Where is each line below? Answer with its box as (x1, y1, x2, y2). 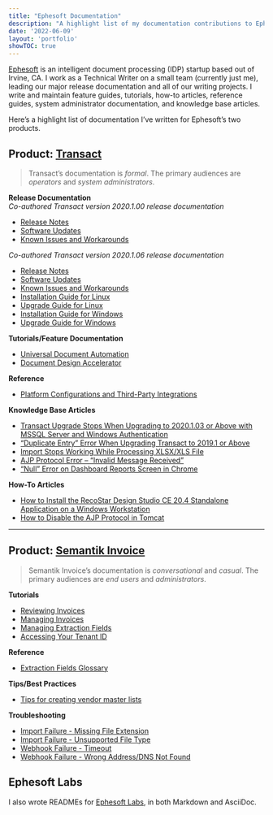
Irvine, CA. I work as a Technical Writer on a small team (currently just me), (8, 73, 258, 83)
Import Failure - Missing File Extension (19, 726, 149, 735)
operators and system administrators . (28, 176, 155, 187)
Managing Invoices (19, 614, 84, 624)
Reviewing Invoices (19, 605, 85, 615)
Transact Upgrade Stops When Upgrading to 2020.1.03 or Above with (19, 420, 253, 431)
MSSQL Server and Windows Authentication (19, 429, 168, 439)
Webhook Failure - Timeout (19, 743, 112, 752)
